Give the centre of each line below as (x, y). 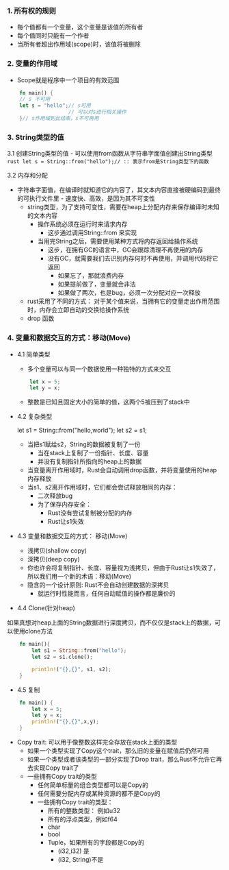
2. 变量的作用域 (32, 64)
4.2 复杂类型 (35, 417)
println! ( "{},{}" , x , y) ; (65, 722)
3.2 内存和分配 (27, 176)
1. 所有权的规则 (32, 10)
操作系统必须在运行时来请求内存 (82, 224)
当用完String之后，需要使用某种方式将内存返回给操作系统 (118, 241)
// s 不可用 (35, 99)
